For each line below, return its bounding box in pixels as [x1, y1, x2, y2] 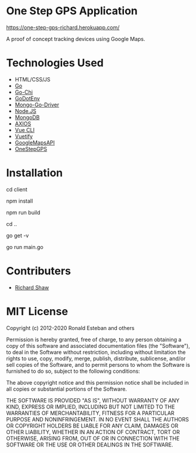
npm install [6, 197, 33, 205]
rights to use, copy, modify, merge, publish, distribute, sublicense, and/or [6, 355, 186, 362]
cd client [6, 185, 28, 193]
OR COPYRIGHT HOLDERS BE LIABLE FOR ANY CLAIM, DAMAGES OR [6, 422, 179, 429]
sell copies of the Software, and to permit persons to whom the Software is [6, 361, 191, 368]
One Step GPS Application [6, 4, 138, 18]
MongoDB [14, 114, 40, 121]
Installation [6, 166, 63, 180]
